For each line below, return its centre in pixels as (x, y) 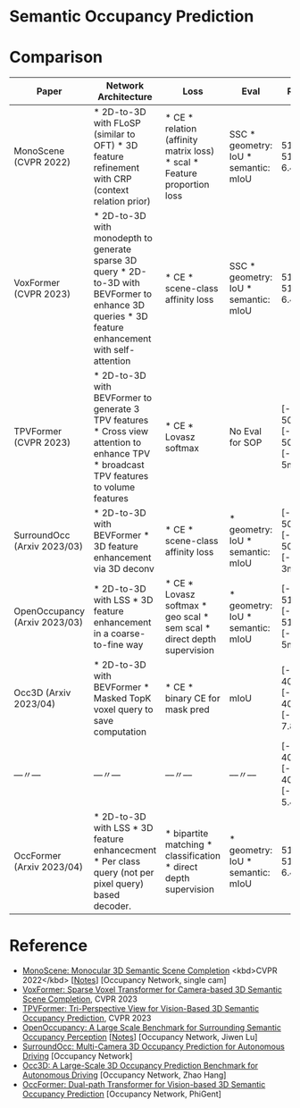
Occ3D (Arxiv (42, 692)
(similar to (114, 134)
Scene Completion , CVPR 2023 (80, 999)
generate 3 (117, 409)
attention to (117, 442)
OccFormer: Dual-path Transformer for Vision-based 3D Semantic (144, 1085)
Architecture (125, 97)
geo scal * (187, 617)
